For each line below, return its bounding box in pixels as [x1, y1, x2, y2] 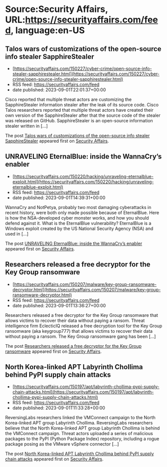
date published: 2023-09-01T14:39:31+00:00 [12, 195, 106, 201]
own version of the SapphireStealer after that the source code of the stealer [5, 112, 161, 118]
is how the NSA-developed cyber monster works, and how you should [5, 215, 149, 221]
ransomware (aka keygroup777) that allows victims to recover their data [5, 328, 153, 334]
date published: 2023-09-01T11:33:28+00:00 [12, 405, 106, 411]
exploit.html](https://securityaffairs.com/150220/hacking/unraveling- [12, 179, 154, 185]
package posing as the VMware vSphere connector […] [5, 441, 119, 447]
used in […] [5, 231, 29, 236]
